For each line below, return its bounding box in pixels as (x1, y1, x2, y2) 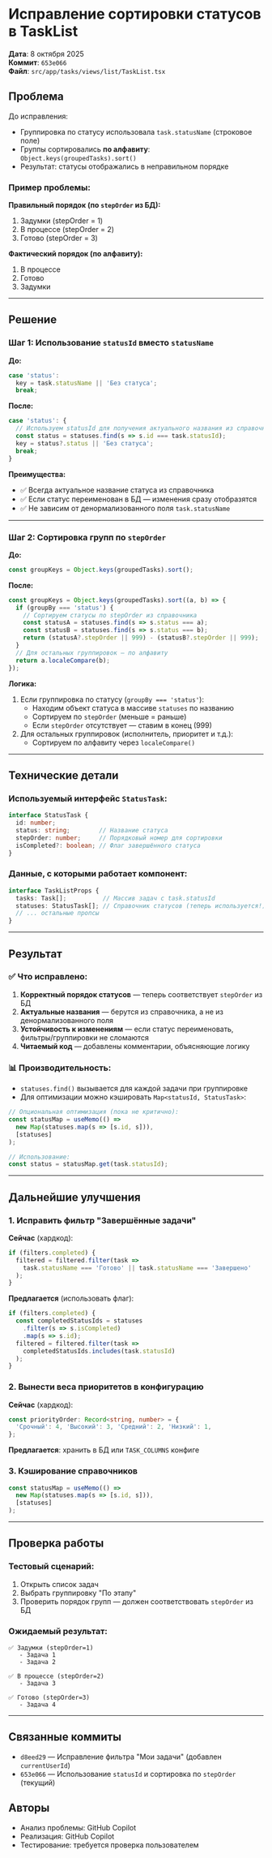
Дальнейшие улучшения (8, 1190, 141, 1204)
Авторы (8, 1801, 50, 1815)
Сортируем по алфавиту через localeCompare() (32, 738, 196, 747)
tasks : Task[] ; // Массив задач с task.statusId (15, 894, 216, 902)
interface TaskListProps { (8, 886, 100, 895)
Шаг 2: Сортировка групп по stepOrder (8, 531, 167, 543)
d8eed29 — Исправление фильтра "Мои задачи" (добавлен (19, 1752, 222, 1761)
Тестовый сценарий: (8, 1561, 95, 1572)
